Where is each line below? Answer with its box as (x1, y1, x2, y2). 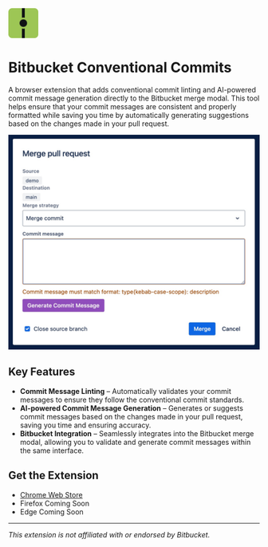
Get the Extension (8, 469, 99, 482)
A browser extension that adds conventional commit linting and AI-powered (8, 85, 257, 94)
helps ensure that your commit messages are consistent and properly (8, 101, 237, 111)
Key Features (8, 365, 76, 379)
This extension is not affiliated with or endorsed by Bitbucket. (8, 529, 211, 539)
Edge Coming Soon (19, 506, 84, 517)
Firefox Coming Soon (19, 498, 90, 508)
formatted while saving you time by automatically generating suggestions (8, 110, 250, 120)
